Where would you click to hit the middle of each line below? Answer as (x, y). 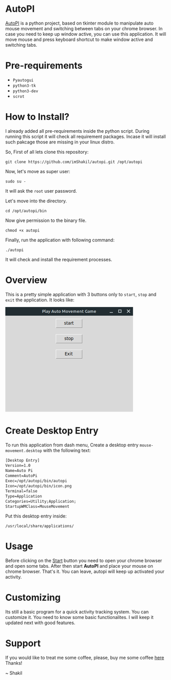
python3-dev (25, 91)
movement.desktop (24, 451)
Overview (26, 280)
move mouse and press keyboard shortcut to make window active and (79, 39)
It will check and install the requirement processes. (59, 259)
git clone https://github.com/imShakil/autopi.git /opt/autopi (74, 162)
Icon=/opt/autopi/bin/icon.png (39, 486)
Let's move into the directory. (36, 201)
